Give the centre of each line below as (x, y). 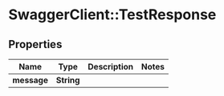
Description (111, 67)
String (68, 80)
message (30, 80)
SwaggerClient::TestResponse (112, 15)
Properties (35, 44)
